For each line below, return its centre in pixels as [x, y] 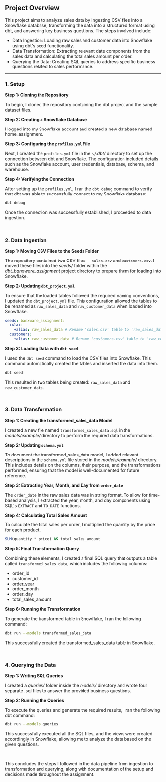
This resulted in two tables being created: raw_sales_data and [68, 382]
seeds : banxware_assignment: [35, 321]
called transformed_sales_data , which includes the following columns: [76, 563]
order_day [22, 594]
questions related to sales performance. [53, 66]
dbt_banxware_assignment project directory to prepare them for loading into [83, 271]
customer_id [25, 578]
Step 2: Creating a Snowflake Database [46, 120]
